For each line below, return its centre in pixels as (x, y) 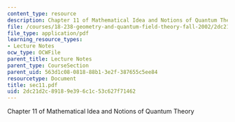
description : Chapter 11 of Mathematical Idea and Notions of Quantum (112, 20)
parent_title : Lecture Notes (50, 59)
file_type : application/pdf (48, 33)
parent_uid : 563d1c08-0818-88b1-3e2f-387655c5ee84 (83, 72)
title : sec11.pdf (33, 85)
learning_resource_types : (45, 40)
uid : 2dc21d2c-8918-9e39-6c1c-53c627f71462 (72, 91)
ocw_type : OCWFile (34, 53)
